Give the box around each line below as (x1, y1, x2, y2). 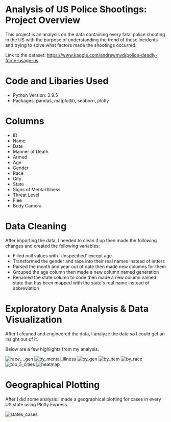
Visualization (5, 313, 62, 325)
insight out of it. (5, 336, 38, 342)
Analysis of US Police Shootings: (5, 4, 147, 15)
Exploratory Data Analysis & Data (5, 303, 149, 314)
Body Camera (12, 202, 42, 208)
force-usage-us (5, 57, 39, 63)
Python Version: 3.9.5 (12, 92, 58, 98)
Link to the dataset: (5, 52, 46, 58)
